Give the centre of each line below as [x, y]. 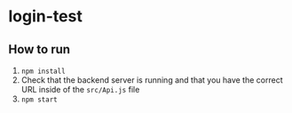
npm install [43, 71]
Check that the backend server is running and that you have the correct [152, 80]
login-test [46, 16]
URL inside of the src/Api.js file [80, 89]
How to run [39, 49]
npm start [39, 100]
